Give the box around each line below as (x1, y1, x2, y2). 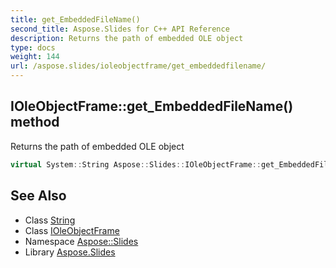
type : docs (10, 42, 56, 53)
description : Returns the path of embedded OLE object (10, 33, 244, 43)
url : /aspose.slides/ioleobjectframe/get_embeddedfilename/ (10, 61, 267, 71)
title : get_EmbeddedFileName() (10, 14, 141, 25)
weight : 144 (10, 52, 60, 62)
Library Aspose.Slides (24, 246, 116, 258)
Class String (24, 214, 76, 226)
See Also (10, 187, 67, 205)
